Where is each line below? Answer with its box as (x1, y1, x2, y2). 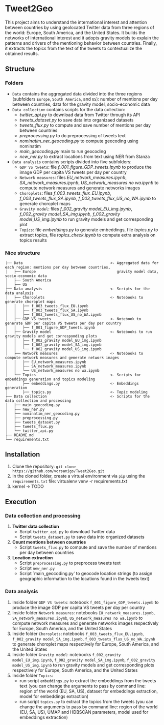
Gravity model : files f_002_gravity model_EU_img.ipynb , (19, 206, 132, 211)
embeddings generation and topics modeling (5, 377, 95, 382)
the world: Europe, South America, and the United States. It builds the (5, 30, 145, 35)
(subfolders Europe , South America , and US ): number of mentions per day (12, 96, 158, 102)
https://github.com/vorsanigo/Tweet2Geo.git (12, 468, 105, 474)
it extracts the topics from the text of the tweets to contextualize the (5, 45, 142, 51)
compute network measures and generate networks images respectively (12, 620, 159, 626)
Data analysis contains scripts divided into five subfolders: (12, 158, 132, 165)
